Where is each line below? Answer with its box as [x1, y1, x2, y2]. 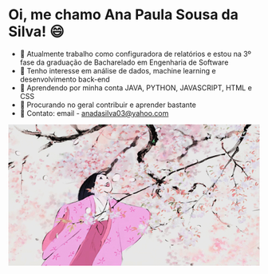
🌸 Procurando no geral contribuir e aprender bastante [19, 100, 197, 109]
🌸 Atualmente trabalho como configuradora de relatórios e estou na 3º [19, 49, 251, 58]
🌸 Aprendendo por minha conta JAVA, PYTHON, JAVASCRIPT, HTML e [19, 82, 253, 93]
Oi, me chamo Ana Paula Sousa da [8, 6, 239, 24]
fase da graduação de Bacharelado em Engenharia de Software [19, 58, 229, 67]
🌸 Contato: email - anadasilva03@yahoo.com [19, 108, 169, 117]
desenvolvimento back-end [19, 74, 110, 84]
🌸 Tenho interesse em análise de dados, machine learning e [19, 66, 217, 75]
